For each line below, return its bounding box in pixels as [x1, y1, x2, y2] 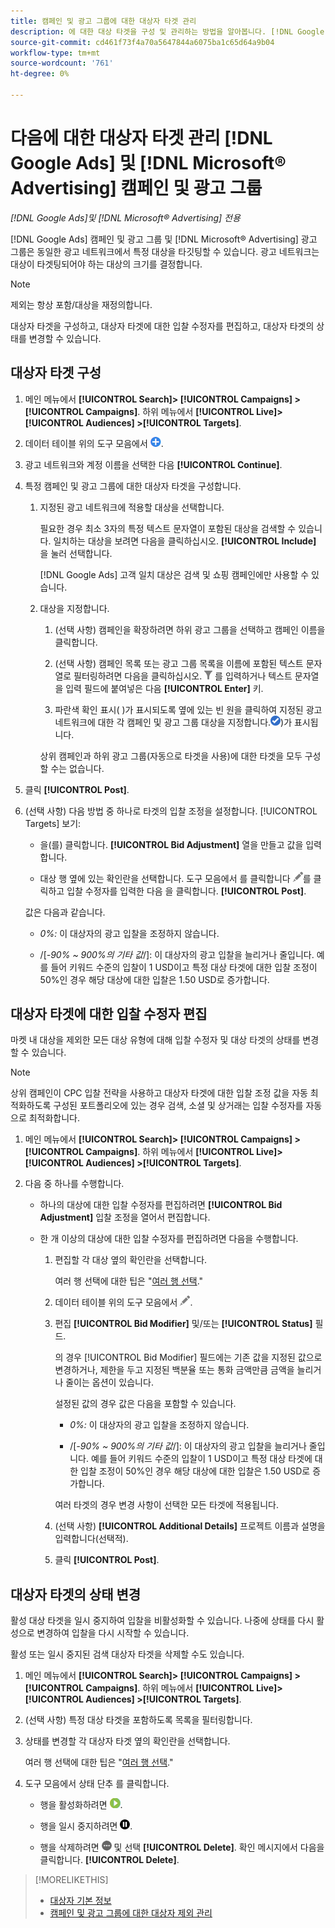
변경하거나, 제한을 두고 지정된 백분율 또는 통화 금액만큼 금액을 [54, 1364, 295, 1376]
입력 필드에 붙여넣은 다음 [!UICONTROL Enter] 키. [65, 682, 264, 694]
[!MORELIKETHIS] [34, 1874, 109, 1886]
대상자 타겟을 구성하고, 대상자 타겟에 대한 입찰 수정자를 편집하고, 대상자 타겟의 [10, 320, 315, 332]
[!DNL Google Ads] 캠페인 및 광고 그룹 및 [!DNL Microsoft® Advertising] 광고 [10, 233, 318, 245]
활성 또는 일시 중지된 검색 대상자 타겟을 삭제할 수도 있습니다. [10, 1648, 245, 1660]
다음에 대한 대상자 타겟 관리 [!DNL [10, 127, 273, 150]
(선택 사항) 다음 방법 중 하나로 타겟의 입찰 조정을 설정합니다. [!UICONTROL [24, 805, 318, 817]
